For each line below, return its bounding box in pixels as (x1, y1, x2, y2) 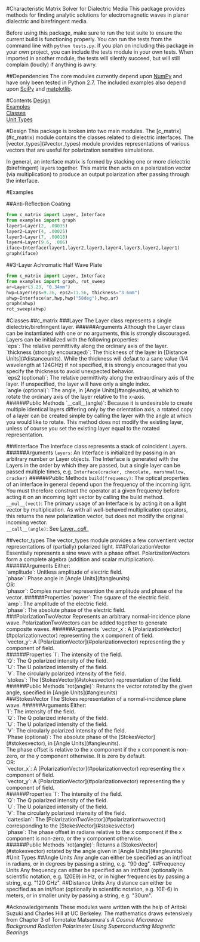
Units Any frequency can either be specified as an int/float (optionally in (6, 867, 183, 874)
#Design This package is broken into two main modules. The (6, 128, 155, 134)
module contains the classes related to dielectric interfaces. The (35, 134, 194, 141)
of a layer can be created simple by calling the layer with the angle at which (6, 412, 192, 420)
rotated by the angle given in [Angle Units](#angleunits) (47, 848, 183, 855)
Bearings (6, 929, 29, 936)
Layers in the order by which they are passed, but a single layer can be (6, 462, 181, 469)
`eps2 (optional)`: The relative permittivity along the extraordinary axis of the (6, 374, 194, 381)
